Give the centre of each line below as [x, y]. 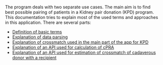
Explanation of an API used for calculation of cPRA [63, 47]
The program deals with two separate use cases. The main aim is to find [78, 7]
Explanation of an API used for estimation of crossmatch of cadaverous [84, 52]
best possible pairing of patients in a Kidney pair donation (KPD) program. [80, 12]
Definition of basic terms [37, 32]
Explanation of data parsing [40, 37]
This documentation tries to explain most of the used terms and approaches [81, 17]
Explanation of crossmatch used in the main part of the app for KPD [80, 42]
